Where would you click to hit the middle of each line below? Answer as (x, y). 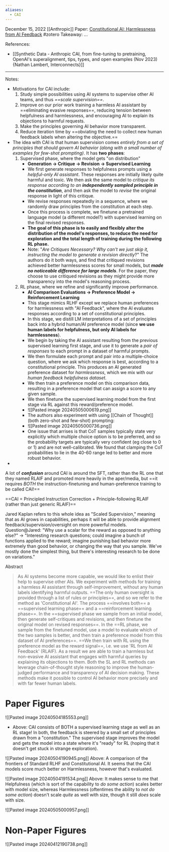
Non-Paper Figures (46, 830)
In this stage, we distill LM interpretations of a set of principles (92, 319)
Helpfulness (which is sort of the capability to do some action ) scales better (84, 784)
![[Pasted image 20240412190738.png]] (47, 844)
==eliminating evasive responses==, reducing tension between (85, 110)
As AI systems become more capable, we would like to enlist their (86, 576)
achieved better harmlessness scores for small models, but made (95, 265)
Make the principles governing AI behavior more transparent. (83, 126)
